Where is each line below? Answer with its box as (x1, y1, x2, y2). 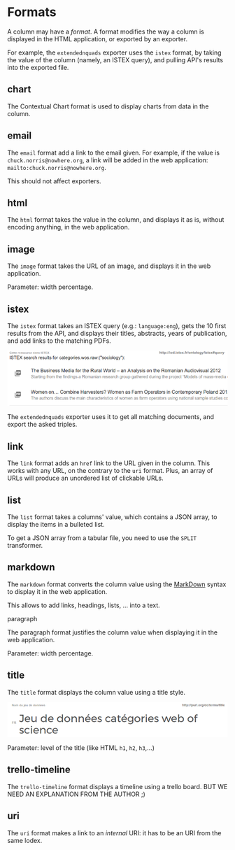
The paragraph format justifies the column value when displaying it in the (7, 628, 218, 637)
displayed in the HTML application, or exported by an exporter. (7, 34, 187, 43)
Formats (7, 4, 57, 20)
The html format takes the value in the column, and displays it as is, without (7, 215, 225, 224)
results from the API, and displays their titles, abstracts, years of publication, (7, 330, 227, 337)
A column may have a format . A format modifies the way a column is (7, 27, 205, 36)
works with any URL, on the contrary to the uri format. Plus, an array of (7, 467, 213, 475)
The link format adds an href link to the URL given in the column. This (7, 459, 211, 467)
